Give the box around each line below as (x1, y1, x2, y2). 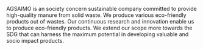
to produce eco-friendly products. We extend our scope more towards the (6, 24, 193, 31)
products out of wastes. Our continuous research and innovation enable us (6, 18, 194, 25)
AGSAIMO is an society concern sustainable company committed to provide (6, 5, 197, 12)
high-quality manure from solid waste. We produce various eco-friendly (6, 11, 187, 19)
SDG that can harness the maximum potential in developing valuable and (6, 31, 189, 38)
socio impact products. (6, 37, 64, 44)
